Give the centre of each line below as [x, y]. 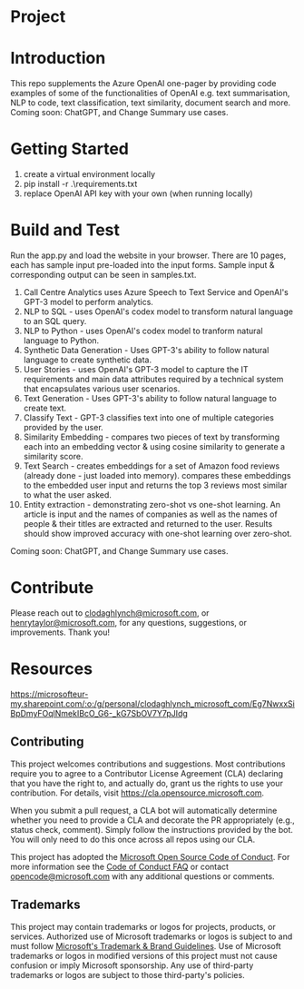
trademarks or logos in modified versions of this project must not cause [144, 955]
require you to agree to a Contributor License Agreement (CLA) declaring [147, 773]
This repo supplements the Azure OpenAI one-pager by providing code [143, 84]
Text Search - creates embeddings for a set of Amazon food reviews [152, 466]
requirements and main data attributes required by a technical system [153, 379]
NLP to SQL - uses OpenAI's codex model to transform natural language [158, 312]
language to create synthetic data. [88, 360]
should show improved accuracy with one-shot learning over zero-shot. [158, 534]
